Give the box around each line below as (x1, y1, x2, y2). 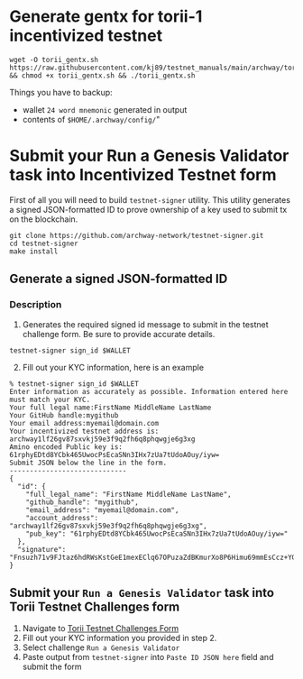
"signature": (17, 545, 67, 554)
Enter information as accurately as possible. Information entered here (9, 387, 289, 396)
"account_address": (25, 513, 99, 522)
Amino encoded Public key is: (9, 442, 124, 452)
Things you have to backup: (9, 87, 113, 97)
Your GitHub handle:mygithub (9, 410, 119, 420)
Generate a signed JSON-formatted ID (9, 271, 228, 287)
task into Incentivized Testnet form (9, 165, 277, 186)
